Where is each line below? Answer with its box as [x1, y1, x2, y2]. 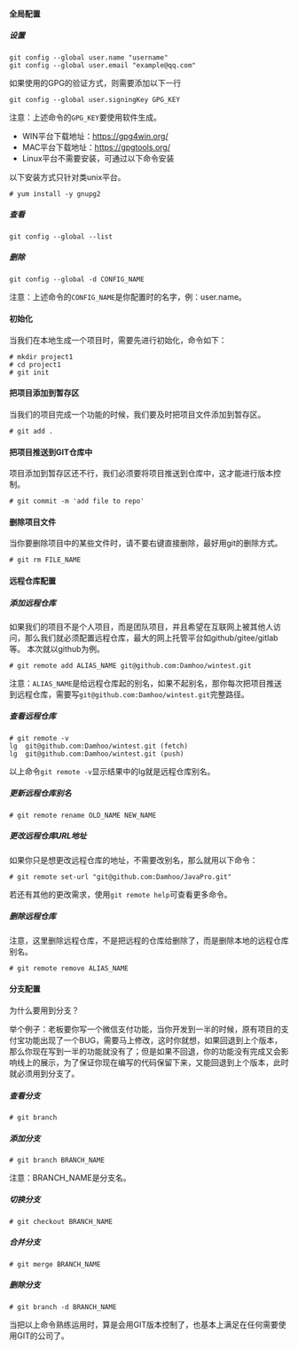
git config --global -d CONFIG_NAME [9, 275, 145, 284]
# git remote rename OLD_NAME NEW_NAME [9, 811, 157, 820]
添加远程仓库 [9, 597, 56, 608]
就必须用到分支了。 [9, 1068, 80, 1078]
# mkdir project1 [9, 352, 74, 361]
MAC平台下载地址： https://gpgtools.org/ [21, 142, 171, 153]
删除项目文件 [9, 516, 56, 527]
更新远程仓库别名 [9, 788, 72, 798]
